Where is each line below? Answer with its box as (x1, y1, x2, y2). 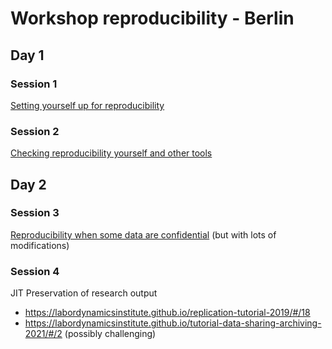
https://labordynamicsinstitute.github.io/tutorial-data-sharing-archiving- (24, 317, 322, 329)
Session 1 (10, 77, 58, 91)
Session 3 (10, 206, 60, 220)
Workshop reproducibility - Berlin (10, 7, 295, 30)
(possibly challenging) (64, 328, 157, 340)
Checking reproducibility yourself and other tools (10, 147, 213, 159)
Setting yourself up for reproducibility (10, 99, 165, 111)
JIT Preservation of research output (10, 287, 158, 299)
